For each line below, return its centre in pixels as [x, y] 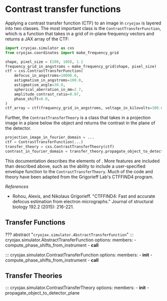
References [17, 186]
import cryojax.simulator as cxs [40, 48]
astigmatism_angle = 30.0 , [40, 85]
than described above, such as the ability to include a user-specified [75, 166]
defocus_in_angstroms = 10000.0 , [46, 76]
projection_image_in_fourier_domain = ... [50, 138]
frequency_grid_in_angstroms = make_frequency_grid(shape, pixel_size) [81, 66]
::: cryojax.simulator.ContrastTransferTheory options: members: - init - [77, 288]
